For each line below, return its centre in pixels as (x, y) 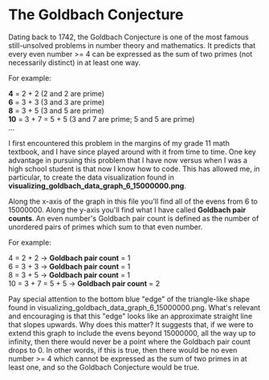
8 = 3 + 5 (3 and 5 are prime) (56, 111)
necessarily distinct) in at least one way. (75, 63)
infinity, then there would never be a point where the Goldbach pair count (130, 342)
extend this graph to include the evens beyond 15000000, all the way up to (132, 333)
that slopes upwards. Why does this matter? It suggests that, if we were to (131, 324)
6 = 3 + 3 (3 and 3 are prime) (57, 102)
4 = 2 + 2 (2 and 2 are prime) (57, 93)
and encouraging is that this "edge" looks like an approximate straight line (130, 316)
